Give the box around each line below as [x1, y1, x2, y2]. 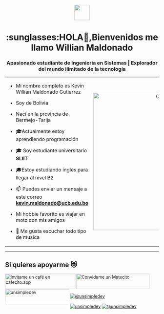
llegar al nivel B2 [16, 174, 54, 181]
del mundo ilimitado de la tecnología [38, 66, 126, 73]
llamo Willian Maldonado [31, 42, 133, 53]
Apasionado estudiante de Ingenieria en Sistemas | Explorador [6, 60, 158, 66]
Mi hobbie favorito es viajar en [16, 210, 85, 217]
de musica [16, 234, 40, 241]
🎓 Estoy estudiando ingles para [16, 167, 88, 173]
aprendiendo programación [16, 136, 79, 143]
